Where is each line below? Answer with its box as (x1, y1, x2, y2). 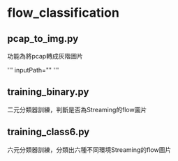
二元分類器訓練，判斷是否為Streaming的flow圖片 (7, 105, 147, 114)
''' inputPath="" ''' (7, 66, 59, 74)
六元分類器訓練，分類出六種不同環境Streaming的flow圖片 (7, 145, 172, 154)
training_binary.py (7, 86, 89, 98)
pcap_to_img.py (7, 33, 79, 45)
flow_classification (7, 5, 120, 21)
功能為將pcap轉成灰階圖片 (7, 52, 84, 60)
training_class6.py (7, 126, 90, 138)
